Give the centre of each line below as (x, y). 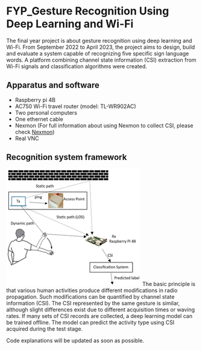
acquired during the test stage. (45, 329)
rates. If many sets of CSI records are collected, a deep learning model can (99, 316)
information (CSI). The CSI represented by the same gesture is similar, (93, 303)
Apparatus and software (53, 85)
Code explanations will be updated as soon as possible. (75, 340)
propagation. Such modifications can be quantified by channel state (90, 296)
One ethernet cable (39, 119)
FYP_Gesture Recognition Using (88, 11)
